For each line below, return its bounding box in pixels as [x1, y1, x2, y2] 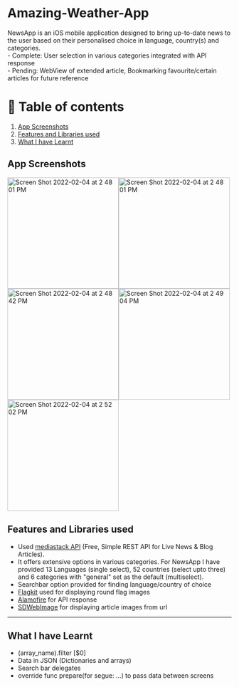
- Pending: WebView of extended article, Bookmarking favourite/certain [7, 66, 217, 75]
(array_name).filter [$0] [17, 649, 87, 657]
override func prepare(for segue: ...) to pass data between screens [17, 671, 214, 680]
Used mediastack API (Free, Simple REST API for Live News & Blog [17, 542, 213, 550]
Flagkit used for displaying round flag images [17, 587, 151, 596]
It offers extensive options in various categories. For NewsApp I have [17, 557, 221, 566]
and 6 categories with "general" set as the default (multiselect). [17, 572, 204, 581]
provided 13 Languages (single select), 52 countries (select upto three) [17, 565, 226, 573]
